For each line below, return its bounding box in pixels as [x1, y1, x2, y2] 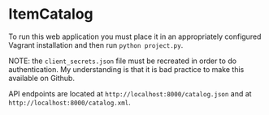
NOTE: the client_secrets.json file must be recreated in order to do [8, 56, 237, 66]
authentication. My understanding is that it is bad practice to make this [8, 64, 245, 74]
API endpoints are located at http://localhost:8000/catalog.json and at [8, 88, 252, 98]
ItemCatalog [8, 5, 93, 23]
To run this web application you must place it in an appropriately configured [8, 32, 262, 41]
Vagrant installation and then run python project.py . [8, 40, 184, 49]
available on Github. [8, 73, 76, 83]
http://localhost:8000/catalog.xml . [8, 97, 132, 107]
